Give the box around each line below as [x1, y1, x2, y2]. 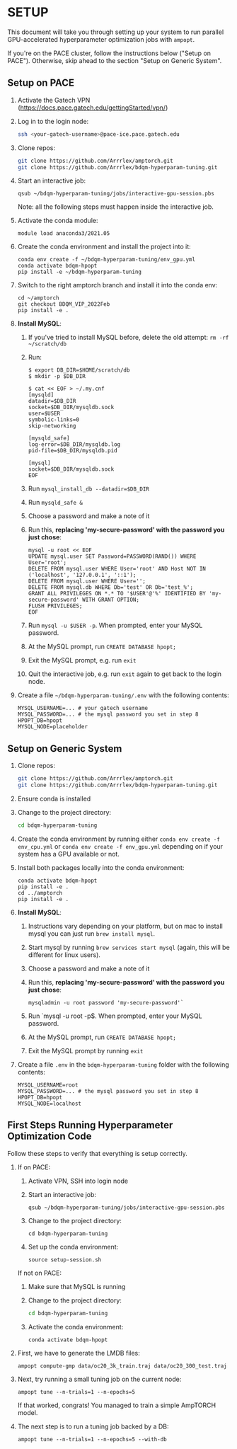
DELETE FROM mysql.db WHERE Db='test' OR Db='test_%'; [28, 584, 193, 591]
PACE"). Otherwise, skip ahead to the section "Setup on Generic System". [7, 56, 222, 64]
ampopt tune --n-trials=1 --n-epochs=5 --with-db [17, 1436, 168, 1443]
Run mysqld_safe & [28, 498, 83, 507]
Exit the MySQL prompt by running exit [28, 1046, 144, 1055]
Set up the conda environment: [28, 1242, 119, 1251]
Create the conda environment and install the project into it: [17, 242, 191, 251]
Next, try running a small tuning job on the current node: [17, 1375, 182, 1384]
